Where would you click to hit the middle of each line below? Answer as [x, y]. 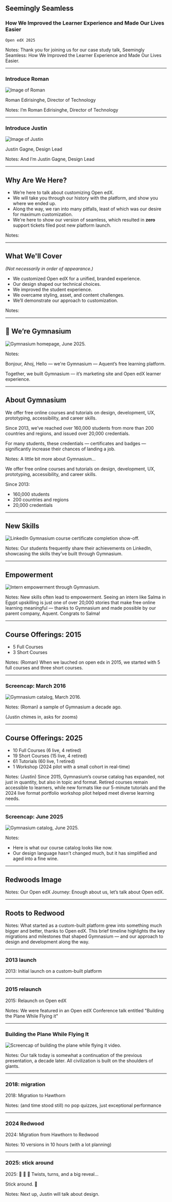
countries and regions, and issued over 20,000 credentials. [68, 433]
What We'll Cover [34, 256]
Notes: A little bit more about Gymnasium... [50, 459]
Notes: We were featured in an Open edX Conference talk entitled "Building [85, 1010]
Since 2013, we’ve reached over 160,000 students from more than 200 [80, 428]
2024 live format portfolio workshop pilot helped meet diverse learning [80, 793]
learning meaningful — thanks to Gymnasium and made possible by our [81, 608]
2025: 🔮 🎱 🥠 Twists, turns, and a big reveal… [52, 1174]
